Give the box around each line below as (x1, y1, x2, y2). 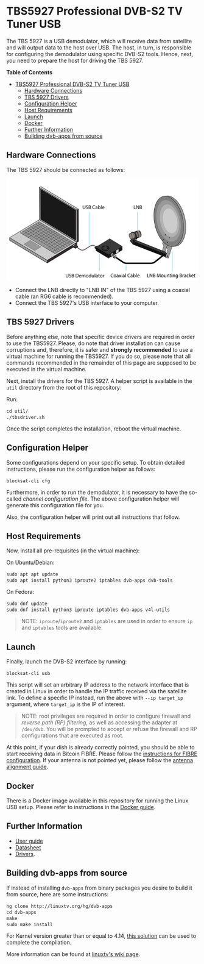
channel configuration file (23, 495, 88, 502)
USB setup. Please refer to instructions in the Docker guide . (6, 804, 156, 811)
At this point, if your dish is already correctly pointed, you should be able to (6, 744, 195, 751)
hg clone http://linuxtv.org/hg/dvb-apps (6, 903, 113, 909)
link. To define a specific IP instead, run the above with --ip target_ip (6, 694, 184, 702)
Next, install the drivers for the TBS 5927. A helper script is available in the (6, 377, 192, 385)
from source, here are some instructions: (6, 890, 109, 898)
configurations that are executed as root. (21, 732, 124, 739)
